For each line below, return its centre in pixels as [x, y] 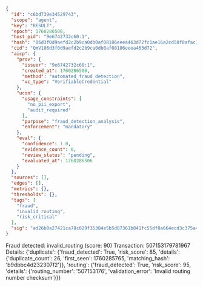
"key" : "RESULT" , [33, 25]
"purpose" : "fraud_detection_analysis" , [73, 121]
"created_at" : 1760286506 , [56, 71]
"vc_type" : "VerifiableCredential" [67, 82]
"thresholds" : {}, [35, 194]
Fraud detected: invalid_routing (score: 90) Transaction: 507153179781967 [98, 245]
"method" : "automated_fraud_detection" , [73, 76]
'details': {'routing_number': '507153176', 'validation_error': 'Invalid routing [98, 271]
